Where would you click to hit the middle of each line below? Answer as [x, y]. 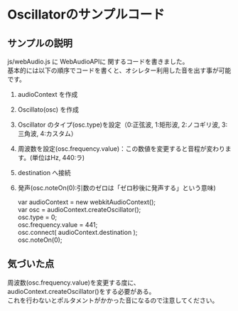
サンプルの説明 [40, 43]
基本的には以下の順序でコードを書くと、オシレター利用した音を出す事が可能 [119, 70]
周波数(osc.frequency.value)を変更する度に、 [74, 283]
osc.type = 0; [37, 217]
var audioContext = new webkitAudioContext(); [87, 202]
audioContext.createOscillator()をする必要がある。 [81, 291]
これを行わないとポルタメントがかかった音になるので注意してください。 [113, 300]
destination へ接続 [44, 173]
